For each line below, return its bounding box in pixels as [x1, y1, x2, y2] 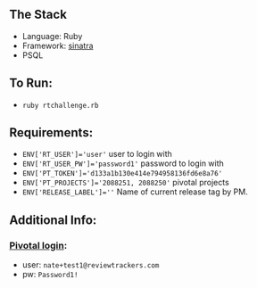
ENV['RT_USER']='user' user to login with [21, 149, 172, 160]
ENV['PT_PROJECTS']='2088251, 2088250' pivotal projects [21, 177, 229, 188]
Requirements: [9, 125, 94, 141]
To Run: [9, 76, 54, 91]
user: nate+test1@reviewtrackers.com [21, 259, 160, 270]
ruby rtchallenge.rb [21, 101, 99, 110]
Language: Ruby [21, 30, 83, 41]
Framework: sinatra [21, 40, 94, 51]
